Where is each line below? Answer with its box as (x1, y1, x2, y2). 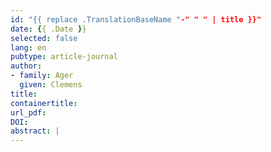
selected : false (10, 33, 78, 43)
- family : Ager (10, 71, 74, 81)
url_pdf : (10, 107, 47, 118)
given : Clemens (19, 80, 83, 90)
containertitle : (10, 98, 78, 108)
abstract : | (10, 126, 60, 136)
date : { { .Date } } (10, 24, 87, 34)
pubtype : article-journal (10, 52, 118, 62)
